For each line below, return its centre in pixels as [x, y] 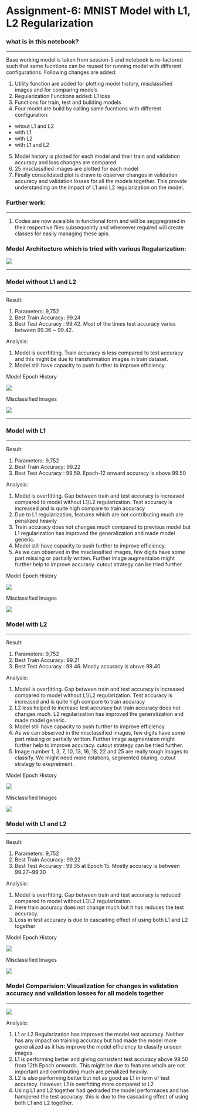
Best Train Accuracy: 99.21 [47, 660]
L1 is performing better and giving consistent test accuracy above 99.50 [101, 1059]
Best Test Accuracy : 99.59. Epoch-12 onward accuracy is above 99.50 [100, 473]
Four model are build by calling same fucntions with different [88, 109]
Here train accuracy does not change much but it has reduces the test [99, 907]
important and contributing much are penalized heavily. [81, 1072]
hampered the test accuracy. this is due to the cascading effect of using [101, 1096]
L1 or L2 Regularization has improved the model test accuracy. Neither [99, 1034]
